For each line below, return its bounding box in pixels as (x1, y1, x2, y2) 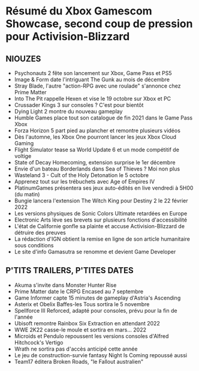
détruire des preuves (14, 229, 67, 236)
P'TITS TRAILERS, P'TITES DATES (5, 265, 134, 276)
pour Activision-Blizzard (5, 30, 130, 43)
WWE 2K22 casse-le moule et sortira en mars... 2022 (14, 326, 146, 333)
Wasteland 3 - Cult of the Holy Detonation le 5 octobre (14, 172, 149, 178)
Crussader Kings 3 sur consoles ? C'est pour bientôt (14, 101, 144, 109)
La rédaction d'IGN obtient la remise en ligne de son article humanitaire (14, 235, 190, 243)
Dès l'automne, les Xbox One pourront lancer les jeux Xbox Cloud (14, 133, 177, 140)
